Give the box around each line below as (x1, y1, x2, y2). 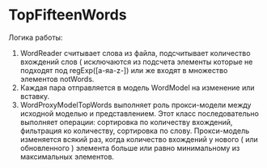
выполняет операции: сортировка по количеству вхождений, (19, 117, 233, 127)
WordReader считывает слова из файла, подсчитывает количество (19, 48, 251, 58)
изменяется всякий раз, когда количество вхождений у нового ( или (19, 134, 258, 144)
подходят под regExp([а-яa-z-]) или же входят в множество (19, 65, 228, 75)
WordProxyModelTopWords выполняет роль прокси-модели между (19, 100, 252, 110)
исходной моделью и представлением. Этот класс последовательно (19, 108, 259, 118)
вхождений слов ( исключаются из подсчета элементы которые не (19, 57, 253, 67)
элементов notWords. (19, 74, 95, 84)
